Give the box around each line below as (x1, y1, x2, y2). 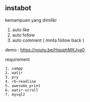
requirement (5, 56, 30, 62)
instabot (5, 4, 31, 12)
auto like (12, 27, 30, 33)
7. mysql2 (5, 92, 26, 97)
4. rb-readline (5, 79, 36, 84)
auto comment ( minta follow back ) (12, 37, 85, 43)
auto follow (12, 32, 35, 38)
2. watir (5, 70, 23, 75)
